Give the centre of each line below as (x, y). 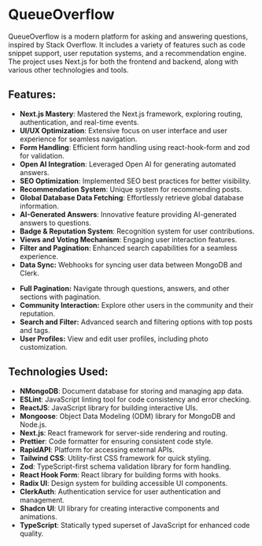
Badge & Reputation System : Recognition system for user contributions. (137, 231)
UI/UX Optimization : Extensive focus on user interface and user (124, 130)
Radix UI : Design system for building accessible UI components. (124, 483)
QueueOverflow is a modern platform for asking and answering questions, (128, 36)
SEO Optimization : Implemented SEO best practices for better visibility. (135, 181)
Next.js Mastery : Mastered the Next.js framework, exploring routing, (131, 114)
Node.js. (33, 424)
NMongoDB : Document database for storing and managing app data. (131, 391)
